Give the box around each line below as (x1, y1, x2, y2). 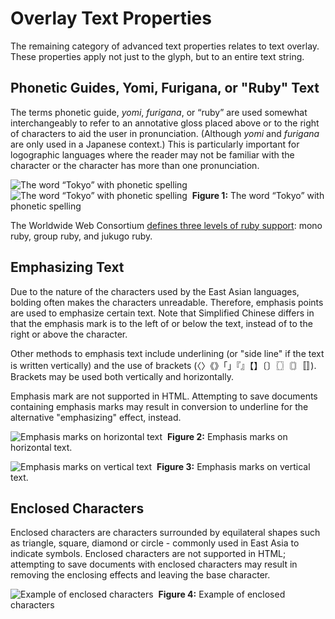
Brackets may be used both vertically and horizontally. (10, 370, 234, 382)
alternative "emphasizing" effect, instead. (10, 411, 182, 423)
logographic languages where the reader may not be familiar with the (10, 148, 295, 161)
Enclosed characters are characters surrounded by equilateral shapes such (10, 527, 321, 539)
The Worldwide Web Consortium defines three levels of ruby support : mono (10, 219, 323, 231)
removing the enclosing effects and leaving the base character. (10, 569, 271, 581)
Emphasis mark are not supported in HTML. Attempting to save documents (10, 390, 318, 402)
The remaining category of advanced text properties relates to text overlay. (10, 40, 320, 52)
